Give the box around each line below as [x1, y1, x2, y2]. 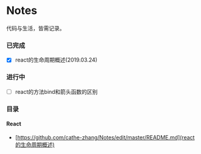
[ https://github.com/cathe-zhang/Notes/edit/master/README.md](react [15, 133, 195, 141]
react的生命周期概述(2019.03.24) [15, 56, 98, 64]
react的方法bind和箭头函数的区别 [15, 88, 98, 95]
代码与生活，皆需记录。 [6, 24, 65, 32]
